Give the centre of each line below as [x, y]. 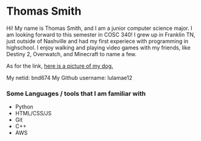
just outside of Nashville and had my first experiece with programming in [97, 41]
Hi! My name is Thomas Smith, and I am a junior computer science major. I [99, 28]
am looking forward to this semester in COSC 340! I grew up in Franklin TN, [101, 34]
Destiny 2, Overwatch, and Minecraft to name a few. [72, 54]
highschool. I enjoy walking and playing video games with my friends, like [98, 48]
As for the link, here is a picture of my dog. [60, 66]
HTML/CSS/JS [33, 114]
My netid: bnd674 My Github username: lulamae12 [69, 78]
